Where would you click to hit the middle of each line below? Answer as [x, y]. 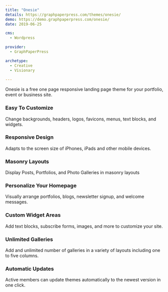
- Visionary [23, 70]
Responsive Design [30, 137]
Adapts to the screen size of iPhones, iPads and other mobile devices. [78, 148]
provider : [16, 47]
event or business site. [29, 95]
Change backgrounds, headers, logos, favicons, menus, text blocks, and [81, 119]
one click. [15, 285]
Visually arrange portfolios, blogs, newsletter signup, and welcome [75, 197]
